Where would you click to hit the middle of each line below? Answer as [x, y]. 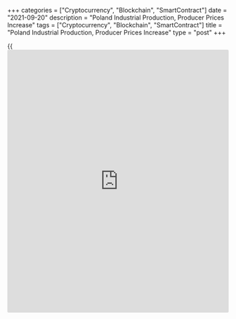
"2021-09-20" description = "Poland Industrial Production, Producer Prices [116, 18]
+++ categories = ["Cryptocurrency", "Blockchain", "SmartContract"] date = [117, 10]
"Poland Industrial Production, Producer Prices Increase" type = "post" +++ [117, 32]
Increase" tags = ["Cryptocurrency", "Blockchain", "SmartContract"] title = [115, 25]
